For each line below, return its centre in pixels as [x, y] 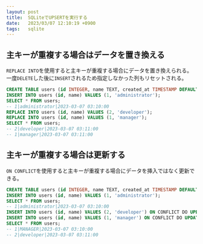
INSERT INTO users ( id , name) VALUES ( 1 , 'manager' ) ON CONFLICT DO [94, 218]
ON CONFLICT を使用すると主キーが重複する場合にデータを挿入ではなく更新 [98, 171]
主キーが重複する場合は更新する [66, 155]
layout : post [23, 12]
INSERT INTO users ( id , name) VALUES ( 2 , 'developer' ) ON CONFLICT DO [97, 213]
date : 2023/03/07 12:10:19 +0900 [51, 23]
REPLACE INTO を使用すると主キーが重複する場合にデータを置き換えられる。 [99, 71]
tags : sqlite [25, 29]
